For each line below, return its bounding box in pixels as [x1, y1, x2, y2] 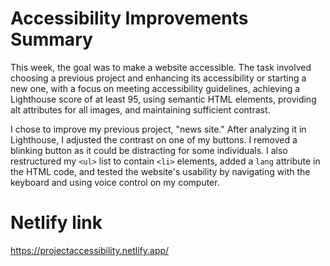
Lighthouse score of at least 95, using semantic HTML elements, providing [10, 93, 317, 105]
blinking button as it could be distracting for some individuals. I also [10, 144, 288, 156]
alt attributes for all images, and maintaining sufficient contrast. [10, 103, 271, 116]
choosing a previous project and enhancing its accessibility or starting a [10, 72, 307, 84]
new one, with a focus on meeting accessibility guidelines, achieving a [10, 82, 301, 94]
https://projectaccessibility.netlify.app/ [10, 244, 170, 256]
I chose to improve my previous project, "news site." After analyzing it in [10, 123, 307, 135]
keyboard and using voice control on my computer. [10, 176, 220, 188]
